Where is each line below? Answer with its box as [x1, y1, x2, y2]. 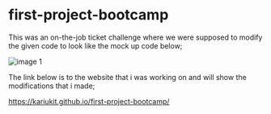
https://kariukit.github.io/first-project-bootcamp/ [8, 96, 170, 106]
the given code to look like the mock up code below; [8, 40, 183, 50]
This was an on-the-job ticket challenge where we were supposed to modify [8, 32, 263, 42]
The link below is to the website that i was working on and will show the [8, 72, 247, 82]
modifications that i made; [8, 81, 95, 91]
